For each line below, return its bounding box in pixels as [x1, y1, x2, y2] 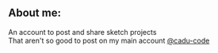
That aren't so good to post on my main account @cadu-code [8, 36, 210, 45]
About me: [8, 6, 62, 20]
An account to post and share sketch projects [8, 27, 157, 36]
